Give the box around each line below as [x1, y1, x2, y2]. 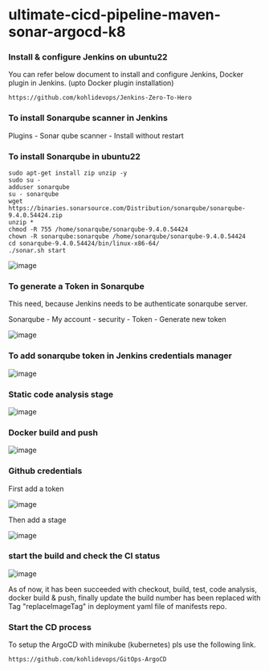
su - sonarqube [8, 191, 59, 199]
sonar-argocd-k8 [8, 23, 126, 41]
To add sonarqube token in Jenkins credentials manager [8, 350, 233, 361]
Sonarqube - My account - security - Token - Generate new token [8, 315, 226, 324]
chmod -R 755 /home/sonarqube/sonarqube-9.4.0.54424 [8, 225, 189, 234]
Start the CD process [8, 621, 92, 632]
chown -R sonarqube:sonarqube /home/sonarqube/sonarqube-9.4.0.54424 [8, 233, 247, 241]
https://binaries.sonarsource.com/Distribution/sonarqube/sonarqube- [8, 204, 247, 212]
